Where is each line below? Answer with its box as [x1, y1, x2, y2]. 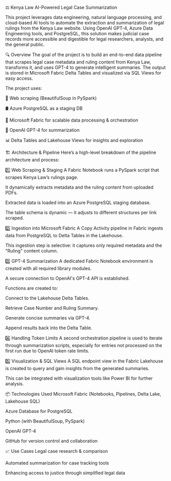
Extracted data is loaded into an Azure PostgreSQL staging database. [5, 199, 151, 205]
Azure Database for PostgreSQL [5, 408, 73, 414]
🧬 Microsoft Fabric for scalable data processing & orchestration [5, 117, 139, 123]
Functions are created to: [5, 285, 58, 291]
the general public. [5, 41, 45, 48]
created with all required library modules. [5, 265, 92, 271]
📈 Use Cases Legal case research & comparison [5, 448, 108, 454]
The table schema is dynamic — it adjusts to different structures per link [5, 210, 157, 215]
